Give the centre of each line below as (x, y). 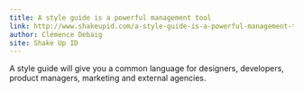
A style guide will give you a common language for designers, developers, (147, 69)
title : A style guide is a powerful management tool (110, 18)
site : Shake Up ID (44, 43)
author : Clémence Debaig (56, 34)
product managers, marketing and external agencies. (108, 78)
